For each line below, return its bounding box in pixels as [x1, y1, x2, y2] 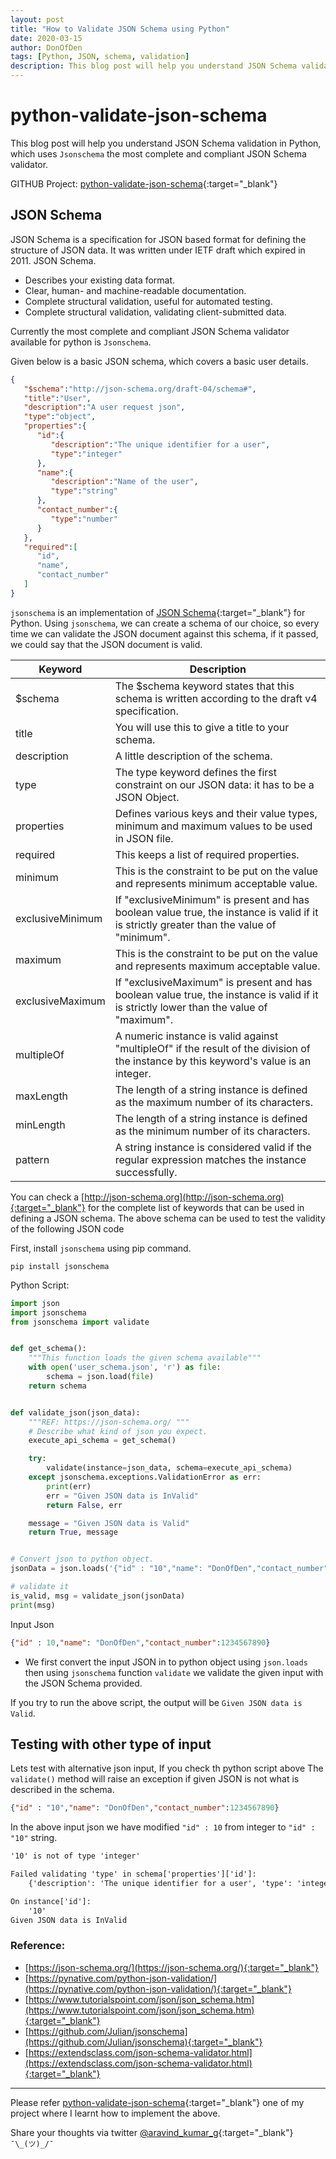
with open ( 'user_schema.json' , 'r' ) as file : [28, 1362, 222, 1373]
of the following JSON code [10, 1222, 125, 1235]
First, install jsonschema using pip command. [10, 1242, 192, 1254]
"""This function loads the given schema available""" [28, 1353, 262, 1363]
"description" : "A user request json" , [23, 402, 186, 413]
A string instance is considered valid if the [114, 1140, 312, 1154]
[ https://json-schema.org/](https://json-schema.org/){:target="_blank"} [24, 1961, 319, 1973]
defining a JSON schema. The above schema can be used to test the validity [10, 1212, 326, 1224]
